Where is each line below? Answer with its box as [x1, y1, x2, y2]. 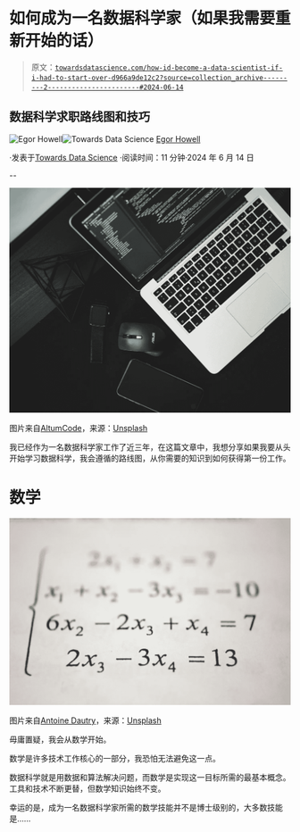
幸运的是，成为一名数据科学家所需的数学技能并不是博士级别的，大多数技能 [9, 803, 283, 813]
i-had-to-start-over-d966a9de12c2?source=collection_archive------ [30, 73, 287, 82]
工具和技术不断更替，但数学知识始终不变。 [9, 783, 166, 795]
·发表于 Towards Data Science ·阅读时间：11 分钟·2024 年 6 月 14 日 [9, 152, 254, 162]
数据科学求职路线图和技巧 [9, 109, 150, 125]
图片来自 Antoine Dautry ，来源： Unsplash [9, 715, 162, 726]
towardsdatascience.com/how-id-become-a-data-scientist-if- [54, 63, 283, 72]
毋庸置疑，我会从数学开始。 [9, 734, 112, 745]
